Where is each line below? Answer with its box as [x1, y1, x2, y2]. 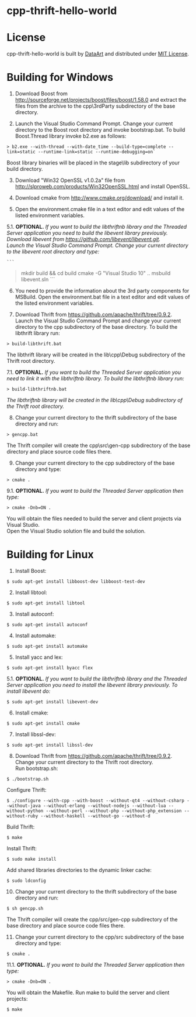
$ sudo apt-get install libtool [6, 600, 85, 606]
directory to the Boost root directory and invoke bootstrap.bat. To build [15, 126, 185, 133]
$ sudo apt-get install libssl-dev [6, 742, 93, 748]
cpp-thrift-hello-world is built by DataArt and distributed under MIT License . [6, 50, 189, 57]
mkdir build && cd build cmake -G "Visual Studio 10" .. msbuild [20, 270, 171, 277]
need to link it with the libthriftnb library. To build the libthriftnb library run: [6, 375, 184, 382]
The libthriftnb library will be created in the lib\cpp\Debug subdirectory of [6, 397, 183, 404]
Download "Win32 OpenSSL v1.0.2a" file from [15, 177, 125, 184]
